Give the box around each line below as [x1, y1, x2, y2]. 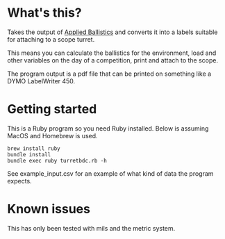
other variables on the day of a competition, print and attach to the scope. [7, 56, 219, 64]
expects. [7, 176, 33, 185]
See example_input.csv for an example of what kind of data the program [7, 169, 214, 178]
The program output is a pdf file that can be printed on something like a [7, 69, 212, 78]
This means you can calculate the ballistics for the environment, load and [7, 49, 217, 57]
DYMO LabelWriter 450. [7, 76, 76, 85]
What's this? [7, 5, 82, 21]
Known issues [7, 201, 90, 217]
